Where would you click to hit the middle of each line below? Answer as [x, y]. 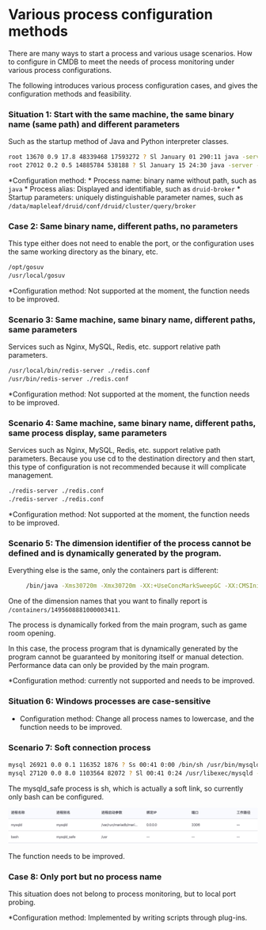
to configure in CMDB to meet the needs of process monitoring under [122, 62]
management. [31, 476]
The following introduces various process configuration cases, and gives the [133, 85]
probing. [22, 902]
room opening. [32, 633]
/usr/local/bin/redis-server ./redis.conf [79, 371]
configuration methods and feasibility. [70, 93]
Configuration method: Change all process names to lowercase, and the [137, 719]
